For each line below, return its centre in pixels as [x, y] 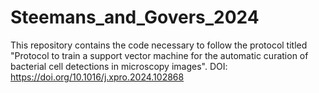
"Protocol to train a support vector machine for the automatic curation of [159, 55]
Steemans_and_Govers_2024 [135, 17]
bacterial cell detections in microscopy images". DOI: [119, 66]
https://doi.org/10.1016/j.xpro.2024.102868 [97, 77]
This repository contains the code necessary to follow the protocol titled [159, 45]
